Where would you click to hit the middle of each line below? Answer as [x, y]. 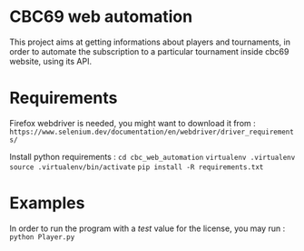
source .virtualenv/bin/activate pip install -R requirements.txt [137, 167]
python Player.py [42, 237]
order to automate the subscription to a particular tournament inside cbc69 [149, 51]
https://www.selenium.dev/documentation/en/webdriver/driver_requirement [152, 132]
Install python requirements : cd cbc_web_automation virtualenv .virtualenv [152, 156]
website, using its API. [51, 61]
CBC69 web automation [101, 17]
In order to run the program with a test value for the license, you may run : [147, 228]
